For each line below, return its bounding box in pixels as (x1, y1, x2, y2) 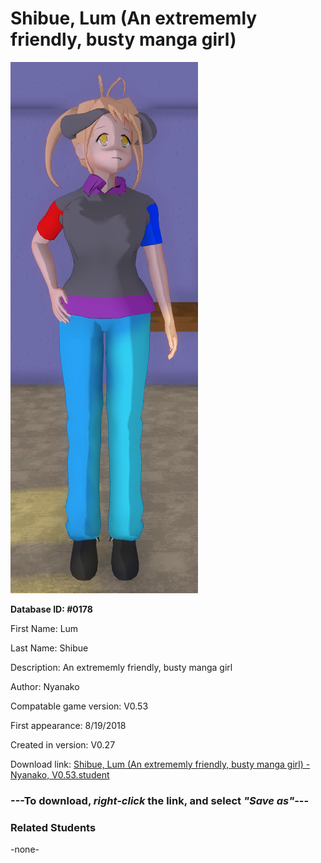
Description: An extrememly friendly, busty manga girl (10, 661, 233, 673)
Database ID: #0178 (10, 603, 93, 615)
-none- (10, 843, 40, 856)
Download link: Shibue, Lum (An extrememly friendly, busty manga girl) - (10, 758, 311, 770)
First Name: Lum (10, 622, 79, 634)
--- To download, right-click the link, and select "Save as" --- (10, 793, 310, 807)
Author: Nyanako (10, 680, 80, 692)
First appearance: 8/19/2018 (10, 719, 127, 731)
